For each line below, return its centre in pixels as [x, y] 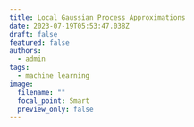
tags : [19, 68]
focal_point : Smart [54, 101]
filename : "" [42, 92]
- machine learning [54, 76]
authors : [25, 51]
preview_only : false [55, 109]
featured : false [39, 42]
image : [21, 84]
